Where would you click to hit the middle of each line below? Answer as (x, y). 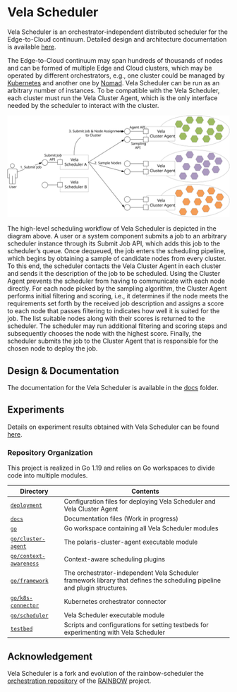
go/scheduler (29, 615)
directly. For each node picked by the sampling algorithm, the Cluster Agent (117, 289)
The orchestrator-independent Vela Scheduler (131, 573)
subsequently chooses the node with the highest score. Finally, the (105, 334)
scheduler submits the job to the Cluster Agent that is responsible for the (113, 341)
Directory (34, 491)
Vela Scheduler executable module (114, 615)
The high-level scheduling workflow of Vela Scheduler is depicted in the (112, 229)
